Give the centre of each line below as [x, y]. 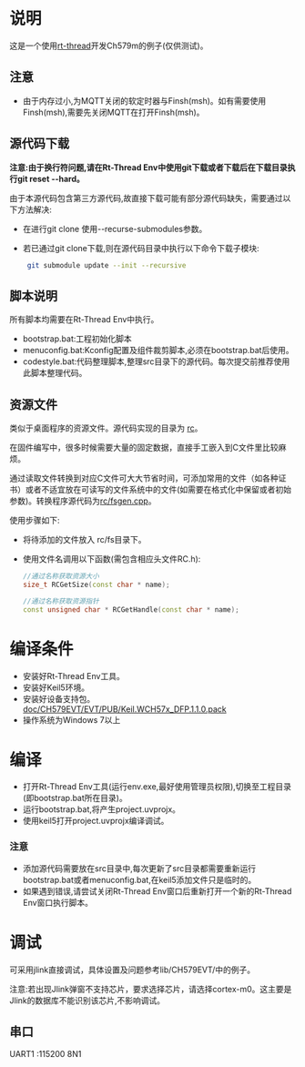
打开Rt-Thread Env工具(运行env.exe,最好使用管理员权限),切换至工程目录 [157, 787]
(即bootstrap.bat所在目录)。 [75, 798]
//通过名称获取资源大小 [61, 576]
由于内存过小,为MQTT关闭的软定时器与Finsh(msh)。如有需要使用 [144, 100]
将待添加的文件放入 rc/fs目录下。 [85, 540]
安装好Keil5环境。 [56, 687]
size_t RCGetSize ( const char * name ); [96, 584]
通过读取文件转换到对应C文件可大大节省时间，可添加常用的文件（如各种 [144, 478]
